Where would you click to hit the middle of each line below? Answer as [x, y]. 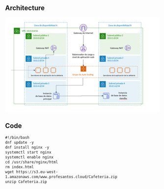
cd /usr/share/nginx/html [31, 162]
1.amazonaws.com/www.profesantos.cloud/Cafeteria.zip [61, 177]
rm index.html [20, 167]
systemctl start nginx [28, 152]
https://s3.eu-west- [37, 172]
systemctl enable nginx [29, 157]
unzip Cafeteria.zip [26, 182]
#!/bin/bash [17, 138]
